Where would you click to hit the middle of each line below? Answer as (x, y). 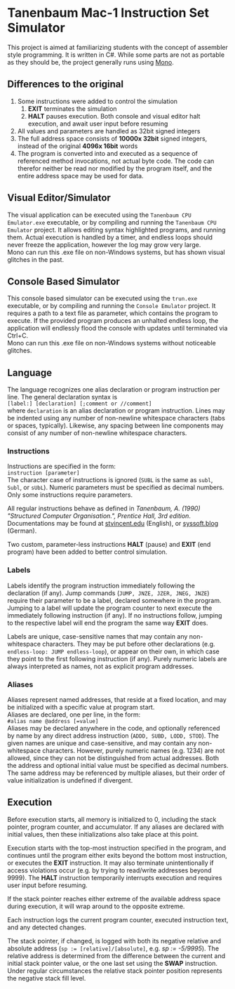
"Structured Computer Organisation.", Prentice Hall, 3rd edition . (99, 516)
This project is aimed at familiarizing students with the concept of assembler (117, 47)
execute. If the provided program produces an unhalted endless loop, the (113, 321)
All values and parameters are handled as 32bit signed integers (109, 131)
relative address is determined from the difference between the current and (116, 955)
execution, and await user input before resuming (98, 124)
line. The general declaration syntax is (62, 397)
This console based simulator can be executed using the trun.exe (102, 298)
